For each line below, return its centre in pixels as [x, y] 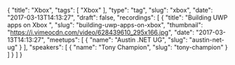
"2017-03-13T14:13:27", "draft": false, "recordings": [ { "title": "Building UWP [117, 17]
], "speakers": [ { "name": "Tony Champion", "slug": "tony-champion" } [126, 47]
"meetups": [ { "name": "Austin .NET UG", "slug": [117, 40]
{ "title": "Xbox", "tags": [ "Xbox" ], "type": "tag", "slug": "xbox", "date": [110, 10]
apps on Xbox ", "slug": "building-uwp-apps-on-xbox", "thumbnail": [105, 25]
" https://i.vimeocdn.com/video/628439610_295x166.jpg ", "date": [101, 32]
